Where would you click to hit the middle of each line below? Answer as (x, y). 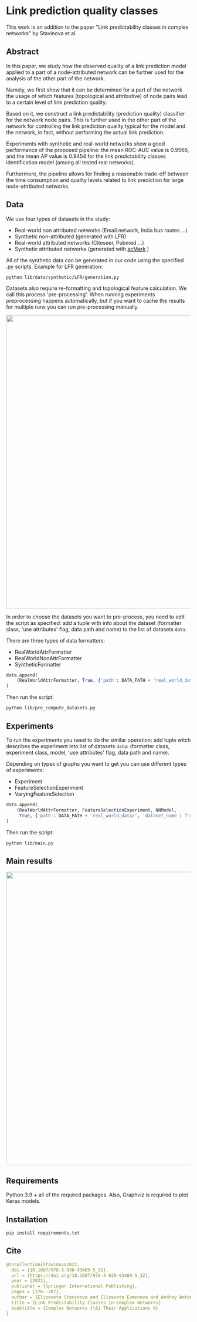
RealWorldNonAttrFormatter (48, 658)
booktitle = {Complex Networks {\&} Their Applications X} (85, 1308)
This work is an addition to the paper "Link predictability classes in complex (97, 27)
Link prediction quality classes (82, 11)
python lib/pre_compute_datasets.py (51, 708)
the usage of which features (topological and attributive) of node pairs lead (97, 96)
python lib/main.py (30, 843)
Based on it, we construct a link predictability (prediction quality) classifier (96, 113)
